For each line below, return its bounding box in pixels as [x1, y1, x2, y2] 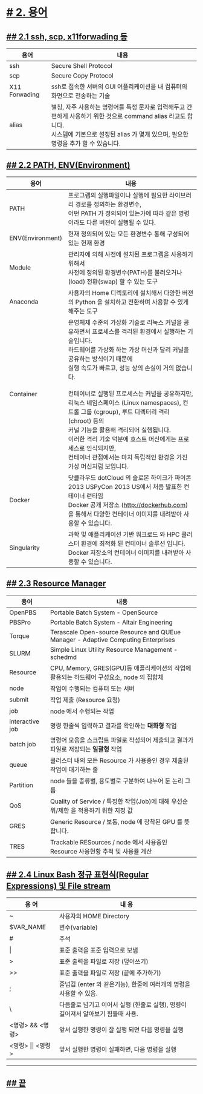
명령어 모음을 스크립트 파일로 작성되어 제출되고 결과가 [50, 735, 194, 744]
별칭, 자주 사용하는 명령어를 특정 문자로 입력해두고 [51, 103, 185, 111]
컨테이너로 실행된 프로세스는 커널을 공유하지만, [68, 389, 193, 397]
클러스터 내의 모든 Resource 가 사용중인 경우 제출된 [50, 756, 189, 764]
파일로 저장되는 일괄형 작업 [50, 744, 122, 753]
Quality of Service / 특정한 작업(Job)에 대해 [50, 797, 170, 806]
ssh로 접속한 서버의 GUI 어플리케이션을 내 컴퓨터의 [51, 82, 187, 91]
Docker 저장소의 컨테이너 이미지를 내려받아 [68, 548, 184, 557]
